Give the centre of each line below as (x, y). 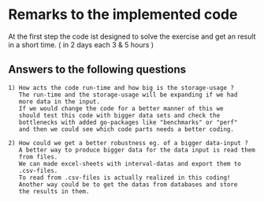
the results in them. (54, 191)
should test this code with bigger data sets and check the (119, 115)
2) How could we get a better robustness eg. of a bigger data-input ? (128, 143)
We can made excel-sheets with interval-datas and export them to (130, 163)
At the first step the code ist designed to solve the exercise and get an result (132, 36)
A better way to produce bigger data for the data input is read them (137, 150)
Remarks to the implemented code (123, 15)
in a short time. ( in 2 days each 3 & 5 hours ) (81, 44)
